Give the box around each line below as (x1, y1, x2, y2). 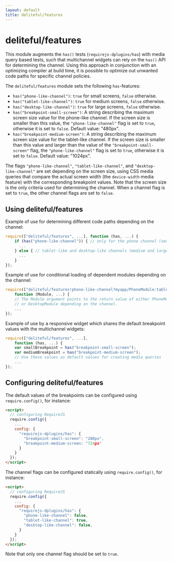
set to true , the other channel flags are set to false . (5, 190, 114, 196)
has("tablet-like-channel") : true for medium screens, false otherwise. (12, 98, 165, 105)
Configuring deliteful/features (5, 378, 103, 387)
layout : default (5, 7, 40, 13)
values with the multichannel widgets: (5, 326, 85, 332)
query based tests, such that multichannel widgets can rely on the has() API (5, 57, 166, 63)
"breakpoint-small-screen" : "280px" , (24, 436, 104, 441)
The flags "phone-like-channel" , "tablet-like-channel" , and (5, 163, 134, 169)
